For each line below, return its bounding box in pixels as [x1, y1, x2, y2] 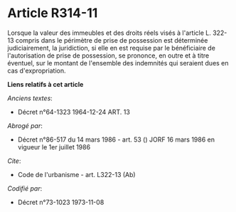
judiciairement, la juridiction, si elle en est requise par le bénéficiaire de [7, 43, 215, 52]
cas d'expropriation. [7, 66, 66, 75]
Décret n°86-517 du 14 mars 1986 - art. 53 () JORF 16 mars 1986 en [17, 135, 215, 144]
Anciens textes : [7, 94, 53, 102]
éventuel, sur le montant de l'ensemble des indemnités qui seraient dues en [7, 58, 229, 67]
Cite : [7, 157, 21, 165]
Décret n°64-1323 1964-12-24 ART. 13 [17, 107, 130, 116]
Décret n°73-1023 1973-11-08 [17, 198, 104, 206]
